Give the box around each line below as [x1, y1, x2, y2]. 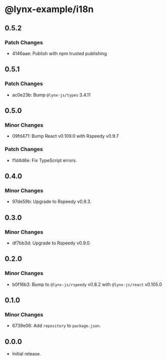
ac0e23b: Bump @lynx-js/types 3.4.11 [12, 92, 91, 98]
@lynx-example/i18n [5, 4, 94, 15]
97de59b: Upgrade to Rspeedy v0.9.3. [12, 198, 92, 205]
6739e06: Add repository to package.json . [12, 323, 101, 329]
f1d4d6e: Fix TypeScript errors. [12, 157, 77, 163]
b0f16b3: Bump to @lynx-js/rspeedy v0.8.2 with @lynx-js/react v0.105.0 [12, 281, 162, 287]
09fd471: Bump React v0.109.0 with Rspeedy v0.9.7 [12, 133, 119, 139]
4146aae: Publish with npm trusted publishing [12, 50, 107, 56]
